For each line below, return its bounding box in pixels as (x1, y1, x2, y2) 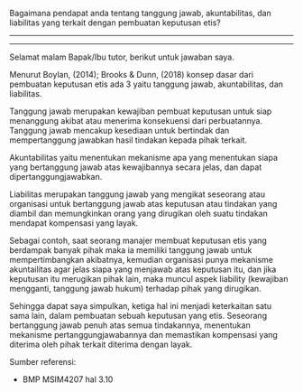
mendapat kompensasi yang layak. (9, 218, 139, 229)
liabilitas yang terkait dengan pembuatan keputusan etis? (9, 17, 221, 28)
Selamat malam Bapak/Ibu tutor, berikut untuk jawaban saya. (9, 51, 234, 62)
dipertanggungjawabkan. (9, 172, 103, 182)
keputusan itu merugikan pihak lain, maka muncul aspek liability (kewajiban (9, 274, 289, 284)
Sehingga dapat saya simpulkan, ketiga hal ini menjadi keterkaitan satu (9, 301, 272, 311)
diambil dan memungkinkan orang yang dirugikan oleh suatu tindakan (9, 208, 268, 219)
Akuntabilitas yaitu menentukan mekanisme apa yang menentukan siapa (9, 153, 278, 163)
